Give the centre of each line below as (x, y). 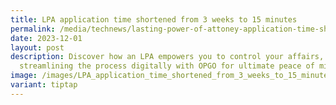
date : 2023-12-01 (46, 38)
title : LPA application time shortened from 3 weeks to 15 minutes (154, 19)
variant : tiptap (44, 85)
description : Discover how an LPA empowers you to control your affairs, (167, 57)
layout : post (37, 47)
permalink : (33, 29)
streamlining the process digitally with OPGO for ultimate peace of (167, 66)
